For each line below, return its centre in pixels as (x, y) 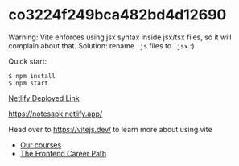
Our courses (41, 145)
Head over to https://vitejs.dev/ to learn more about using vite (110, 129)
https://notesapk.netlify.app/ (56, 114)
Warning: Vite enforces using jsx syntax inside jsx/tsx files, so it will (120, 37)
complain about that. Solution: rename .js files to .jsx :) (101, 45)
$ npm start (28, 83)
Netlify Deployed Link (44, 98)
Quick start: (27, 61)
